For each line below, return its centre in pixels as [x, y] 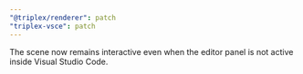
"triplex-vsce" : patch [52, 26]
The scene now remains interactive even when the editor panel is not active [151, 51]
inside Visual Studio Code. [59, 61]
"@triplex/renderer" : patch [63, 18]
